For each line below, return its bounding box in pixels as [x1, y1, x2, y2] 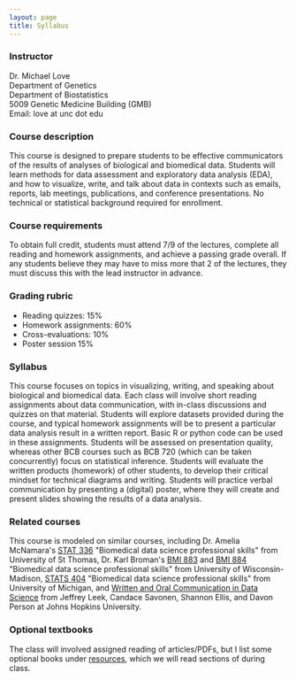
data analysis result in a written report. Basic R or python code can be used [9, 427, 284, 438]
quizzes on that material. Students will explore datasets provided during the [9, 408, 285, 419]
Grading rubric [9, 290, 73, 302]
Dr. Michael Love [9, 70, 71, 81]
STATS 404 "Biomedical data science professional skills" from [44, 573, 271, 584]
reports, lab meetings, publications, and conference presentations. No [9, 188, 265, 199]
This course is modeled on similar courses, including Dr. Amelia [9, 536, 240, 546]
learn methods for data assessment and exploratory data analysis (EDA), [9, 169, 273, 180]
